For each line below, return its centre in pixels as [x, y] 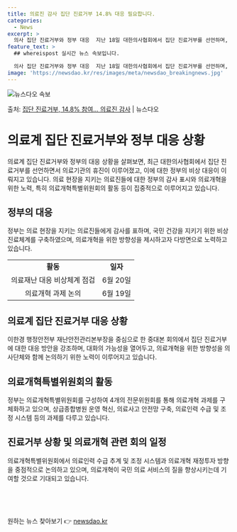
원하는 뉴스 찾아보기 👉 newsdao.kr [57, 521]
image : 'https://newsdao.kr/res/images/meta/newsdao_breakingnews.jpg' [115, 73]
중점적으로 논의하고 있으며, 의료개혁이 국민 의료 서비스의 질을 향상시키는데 [117, 470]
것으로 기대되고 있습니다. [55, 478]
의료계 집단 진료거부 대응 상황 [68, 321]
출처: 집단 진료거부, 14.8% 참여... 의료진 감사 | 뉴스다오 [83, 109]
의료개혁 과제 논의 [53, 294]
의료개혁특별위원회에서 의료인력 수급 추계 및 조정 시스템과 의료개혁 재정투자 [112, 460]
